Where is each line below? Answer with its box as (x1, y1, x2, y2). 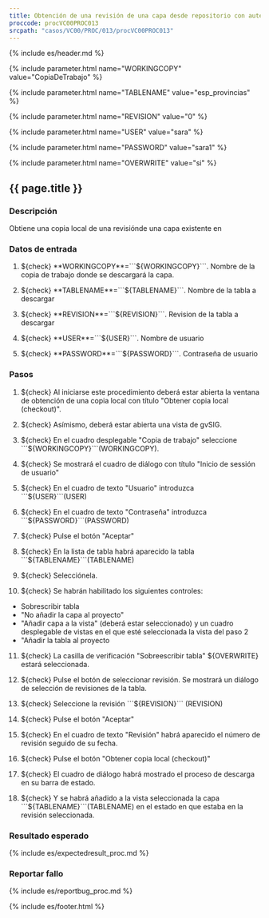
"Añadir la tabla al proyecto (20, 635, 110, 645)
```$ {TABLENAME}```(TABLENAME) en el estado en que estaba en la (20, 801, 243, 811)
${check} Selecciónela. (20, 570, 98, 580)
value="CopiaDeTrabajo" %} (9, 73, 103, 82)
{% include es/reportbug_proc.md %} (9, 886, 133, 896)
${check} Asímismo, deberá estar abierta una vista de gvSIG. (20, 419, 223, 429)
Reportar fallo (9, 868, 64, 879)
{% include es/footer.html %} (9, 902, 105, 912)
